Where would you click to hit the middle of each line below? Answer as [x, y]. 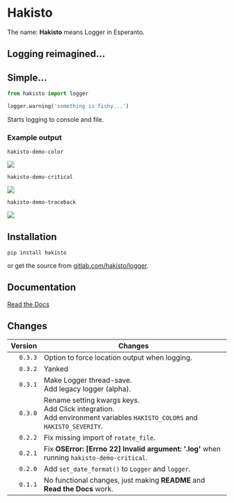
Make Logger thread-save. [88, 380]
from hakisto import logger [48, 94]
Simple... [27, 78]
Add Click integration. [79, 408]
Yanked [56, 369]
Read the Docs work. [79, 488]
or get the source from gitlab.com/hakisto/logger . [78, 265]
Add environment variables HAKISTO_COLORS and [121, 417]
